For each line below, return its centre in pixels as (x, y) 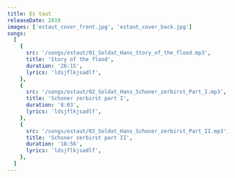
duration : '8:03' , (52, 105)
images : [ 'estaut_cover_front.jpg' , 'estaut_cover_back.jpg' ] (100, 27)
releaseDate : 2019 (34, 20)
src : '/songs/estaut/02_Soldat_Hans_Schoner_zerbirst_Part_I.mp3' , (126, 92)
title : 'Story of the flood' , (70, 60)
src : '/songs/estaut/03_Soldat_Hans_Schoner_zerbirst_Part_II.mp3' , (128, 131)
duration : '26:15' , (54, 66)
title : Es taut (29, 14)
